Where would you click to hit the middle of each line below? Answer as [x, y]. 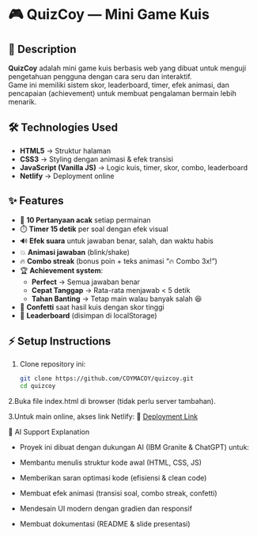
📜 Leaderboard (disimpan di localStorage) [88, 315]
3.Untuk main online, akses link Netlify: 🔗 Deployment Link [103, 416]
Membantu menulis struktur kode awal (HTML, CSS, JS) [111, 462]
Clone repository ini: [53, 364]
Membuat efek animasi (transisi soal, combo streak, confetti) [118, 493]
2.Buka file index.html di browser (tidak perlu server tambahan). [112, 401]
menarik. [23, 102]
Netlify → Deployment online [67, 176]
